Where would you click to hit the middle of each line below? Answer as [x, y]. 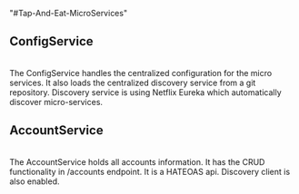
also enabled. [35, 181]
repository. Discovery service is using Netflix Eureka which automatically [145, 92]
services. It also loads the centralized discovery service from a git [133, 82]
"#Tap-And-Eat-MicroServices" [69, 13]
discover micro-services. [56, 102]
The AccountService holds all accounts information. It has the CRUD [137, 161]
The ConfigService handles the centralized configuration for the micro [141, 73]
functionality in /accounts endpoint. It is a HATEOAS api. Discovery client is [150, 171]
